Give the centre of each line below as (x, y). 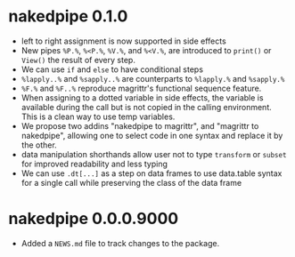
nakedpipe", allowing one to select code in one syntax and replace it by (152, 135)
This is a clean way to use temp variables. (98, 116)
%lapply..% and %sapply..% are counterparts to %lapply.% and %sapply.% (153, 78)
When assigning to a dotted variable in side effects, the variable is (142, 97)
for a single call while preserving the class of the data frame (131, 182)
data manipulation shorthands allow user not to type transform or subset (154, 154)
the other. (39, 145)
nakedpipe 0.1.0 (68, 16)
